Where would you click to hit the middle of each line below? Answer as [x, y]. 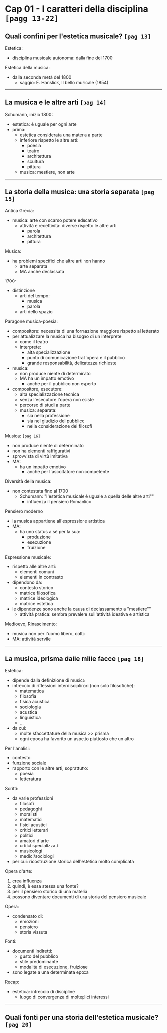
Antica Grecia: [20, 210]
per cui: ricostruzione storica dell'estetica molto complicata [73, 862]
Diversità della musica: [28, 481]
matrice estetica [36, 603]
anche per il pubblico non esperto [62, 383]
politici [27, 835]
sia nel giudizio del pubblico [56, 421]
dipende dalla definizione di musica [49, 680]
